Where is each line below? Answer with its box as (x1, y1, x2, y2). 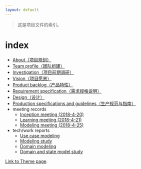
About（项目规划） (12, 56, 51, 62)
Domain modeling (19, 143, 56, 149)
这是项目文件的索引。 (17, 21, 61, 27)
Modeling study (19, 138, 52, 144)
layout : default (5, 7, 39, 12)
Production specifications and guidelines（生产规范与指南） (12, 100, 136, 106)
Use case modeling (19, 132, 60, 138)
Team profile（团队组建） (12, 63, 65, 69)
